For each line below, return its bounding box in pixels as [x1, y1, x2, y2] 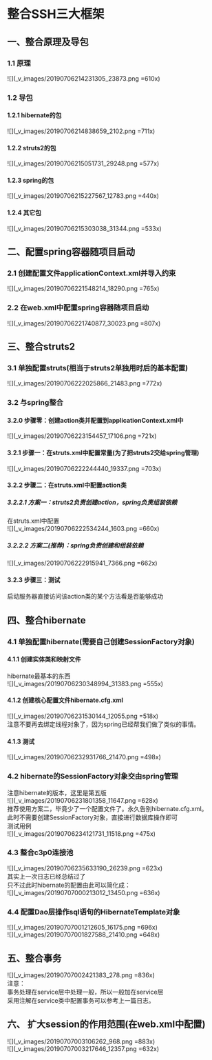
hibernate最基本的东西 [7, 672, 71, 680]
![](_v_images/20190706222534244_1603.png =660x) [7, 525, 160, 533]
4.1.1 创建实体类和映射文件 [7, 655, 81, 663]
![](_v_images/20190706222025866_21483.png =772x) [7, 379, 162, 388]
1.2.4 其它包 [7, 208, 41, 217]
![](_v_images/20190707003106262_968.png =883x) [7, 1037, 156, 1046]
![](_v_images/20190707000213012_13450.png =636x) [7, 888, 160, 897]
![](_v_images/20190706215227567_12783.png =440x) [7, 192, 160, 200]
